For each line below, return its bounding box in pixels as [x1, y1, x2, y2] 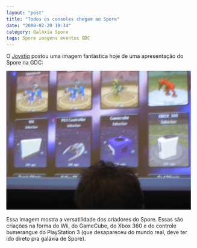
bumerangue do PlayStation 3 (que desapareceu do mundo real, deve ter [6, 229, 188, 236]
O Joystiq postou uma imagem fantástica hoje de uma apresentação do [6, 52, 184, 60]
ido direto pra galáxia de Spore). [6, 235, 86, 243]
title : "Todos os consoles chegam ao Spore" [6, 16, 120, 22]
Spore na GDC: [6, 59, 43, 66]
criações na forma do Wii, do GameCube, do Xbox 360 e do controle [6, 222, 177, 229]
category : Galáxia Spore [6, 29, 69, 35]
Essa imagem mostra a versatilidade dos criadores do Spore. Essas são [6, 216, 184, 223]
